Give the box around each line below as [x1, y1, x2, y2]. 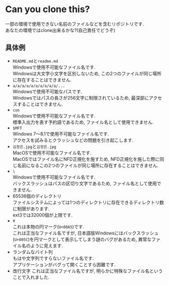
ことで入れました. [12, 274, 50, 280]
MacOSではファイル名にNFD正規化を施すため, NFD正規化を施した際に [12, 156, 160, 162]
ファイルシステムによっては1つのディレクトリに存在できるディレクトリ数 [12, 199, 164, 205]
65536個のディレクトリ [12, 193, 62, 199]
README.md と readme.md [12, 58, 58, 64]
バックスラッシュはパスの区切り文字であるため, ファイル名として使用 [12, 180, 157, 186]
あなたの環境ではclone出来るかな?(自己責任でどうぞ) [5, 27, 115, 33]
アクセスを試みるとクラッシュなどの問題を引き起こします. [12, 137, 134, 143]
